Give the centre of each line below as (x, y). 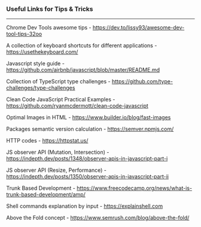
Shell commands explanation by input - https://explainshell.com (85, 206)
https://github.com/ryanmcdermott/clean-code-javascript (77, 106)
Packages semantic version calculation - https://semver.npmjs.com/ (90, 129)
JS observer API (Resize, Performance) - (56, 170)
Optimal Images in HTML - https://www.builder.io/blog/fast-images (89, 117)
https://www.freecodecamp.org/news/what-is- (135, 188)
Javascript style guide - (35, 63)
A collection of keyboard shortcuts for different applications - (82, 46)
